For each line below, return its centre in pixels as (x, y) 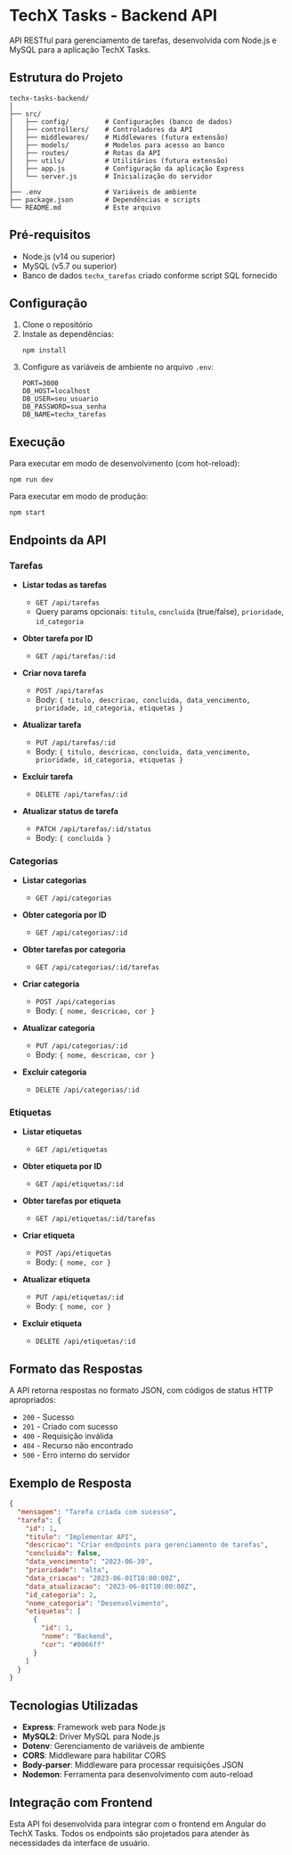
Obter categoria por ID (64, 915)
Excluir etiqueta (52, 1323)
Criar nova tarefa (54, 672)
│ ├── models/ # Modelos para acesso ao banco (117, 145)
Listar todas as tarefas (64, 584)
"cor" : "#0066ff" (73, 1645)
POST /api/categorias (75, 1002)
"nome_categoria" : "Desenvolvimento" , (97, 1603)
